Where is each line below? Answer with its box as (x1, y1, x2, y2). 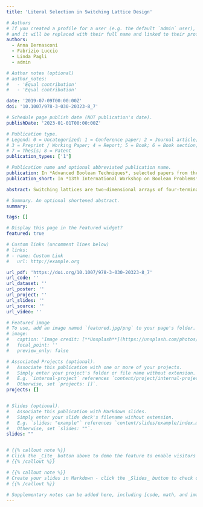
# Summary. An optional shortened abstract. (6, 197, 120, 203)
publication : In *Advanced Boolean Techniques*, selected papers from (6, 170, 188, 176)
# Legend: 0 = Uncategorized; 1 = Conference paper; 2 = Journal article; (6, 137, 199, 143)
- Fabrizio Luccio (11, 48, 59, 54)
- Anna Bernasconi (11, 42, 59, 48)
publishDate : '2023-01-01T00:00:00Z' (6, 120, 101, 126)
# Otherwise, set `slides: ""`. (6, 425, 94, 431)
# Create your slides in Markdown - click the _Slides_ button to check (6, 475, 193, 481)
